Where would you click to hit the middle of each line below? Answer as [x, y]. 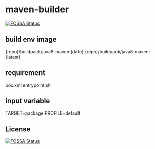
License [18, 129]
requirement [25, 73]
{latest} [13, 57]
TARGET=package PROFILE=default [43, 113]
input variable [28, 101]
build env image [31, 39]
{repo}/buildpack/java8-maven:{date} [44, 51]
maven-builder [37, 9]
